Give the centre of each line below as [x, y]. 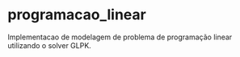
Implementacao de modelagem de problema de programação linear [120, 37]
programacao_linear [77, 15]
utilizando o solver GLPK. [50, 45]
